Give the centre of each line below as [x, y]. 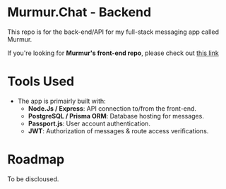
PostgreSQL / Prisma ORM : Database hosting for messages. [116, 116]
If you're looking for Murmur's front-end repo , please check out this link [113, 53]
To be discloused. [33, 179]
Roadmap [36, 160]
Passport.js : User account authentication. [89, 123]
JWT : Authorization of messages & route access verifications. [118, 130]
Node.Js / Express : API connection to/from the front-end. [112, 108]
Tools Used [41, 81]
